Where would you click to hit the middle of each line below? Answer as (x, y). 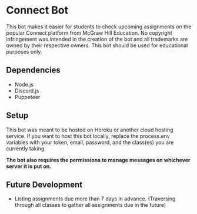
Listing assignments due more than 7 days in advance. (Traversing (95, 199)
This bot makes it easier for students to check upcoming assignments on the (99, 27)
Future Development (44, 184)
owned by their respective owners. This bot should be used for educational (97, 45)
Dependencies (33, 70)
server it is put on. (29, 166)
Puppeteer (27, 97)
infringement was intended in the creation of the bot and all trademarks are (97, 39)
